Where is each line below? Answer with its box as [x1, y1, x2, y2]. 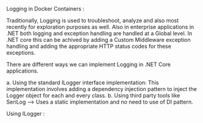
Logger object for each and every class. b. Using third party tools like [6, 92, 180, 99]
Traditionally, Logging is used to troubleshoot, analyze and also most [6, 17, 179, 24]
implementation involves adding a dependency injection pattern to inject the [6, 85, 197, 93]
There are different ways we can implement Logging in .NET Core [6, 61, 171, 68]
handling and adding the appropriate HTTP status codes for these [6, 42, 172, 50]
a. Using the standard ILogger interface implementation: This [6, 79, 159, 86]
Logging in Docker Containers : [6, 5, 85, 12]
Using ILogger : [6, 110, 45, 117]
